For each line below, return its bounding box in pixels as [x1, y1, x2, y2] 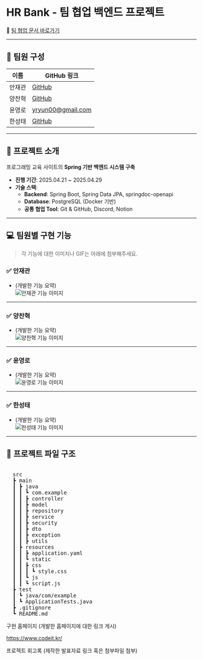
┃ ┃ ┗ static [12, 556, 51, 563]
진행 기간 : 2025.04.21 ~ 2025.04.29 [14, 176, 103, 183]
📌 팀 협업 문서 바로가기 [6, 27, 60, 34]
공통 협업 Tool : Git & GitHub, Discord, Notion [24, 205, 133, 213]
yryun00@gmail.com [32, 105, 92, 114]
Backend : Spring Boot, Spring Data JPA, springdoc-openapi [24, 190, 173, 197]
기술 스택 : [14, 183, 38, 191]
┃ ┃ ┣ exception [12, 532, 61, 539]
